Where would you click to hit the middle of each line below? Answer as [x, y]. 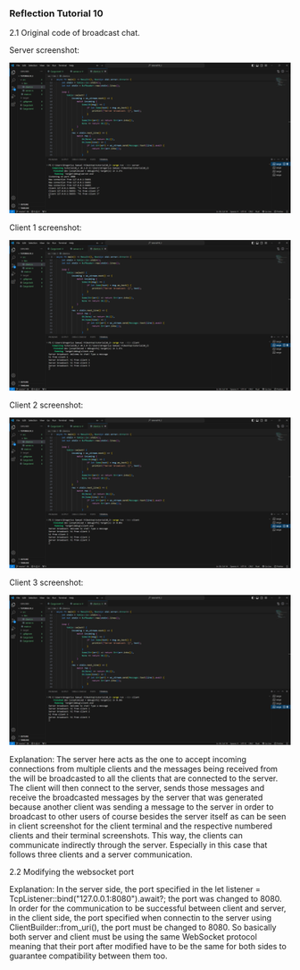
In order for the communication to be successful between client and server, [148, 908]
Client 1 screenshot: [46, 227]
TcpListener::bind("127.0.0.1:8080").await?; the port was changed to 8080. [146, 899]
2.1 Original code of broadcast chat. [75, 33]
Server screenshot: [45, 50]
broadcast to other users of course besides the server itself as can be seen [148, 817]
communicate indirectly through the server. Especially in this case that [138, 846]
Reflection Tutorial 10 [56, 13]
